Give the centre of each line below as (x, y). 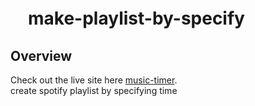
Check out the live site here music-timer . (94, 80)
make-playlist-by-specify (136, 18)
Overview (41, 55)
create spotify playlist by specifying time (94, 90)
